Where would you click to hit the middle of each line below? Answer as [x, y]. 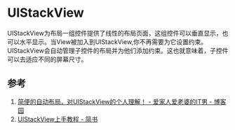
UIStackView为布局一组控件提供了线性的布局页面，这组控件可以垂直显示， [115, 33]
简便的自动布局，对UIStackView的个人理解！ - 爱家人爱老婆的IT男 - [115, 101]
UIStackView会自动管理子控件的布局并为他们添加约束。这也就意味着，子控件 [118, 50]
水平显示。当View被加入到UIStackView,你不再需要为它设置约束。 [113, 42]
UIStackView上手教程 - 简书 [58, 119]
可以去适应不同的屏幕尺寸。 [47, 59]
